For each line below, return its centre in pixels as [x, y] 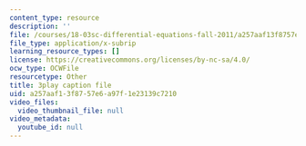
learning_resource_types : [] [65, 52]
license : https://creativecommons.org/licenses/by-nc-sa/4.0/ [130, 60]
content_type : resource [55, 18]
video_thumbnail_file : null [71, 111]
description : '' [40, 26]
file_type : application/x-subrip [73, 43]
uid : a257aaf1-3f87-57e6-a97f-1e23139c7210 [93, 93]
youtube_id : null [51, 128]
